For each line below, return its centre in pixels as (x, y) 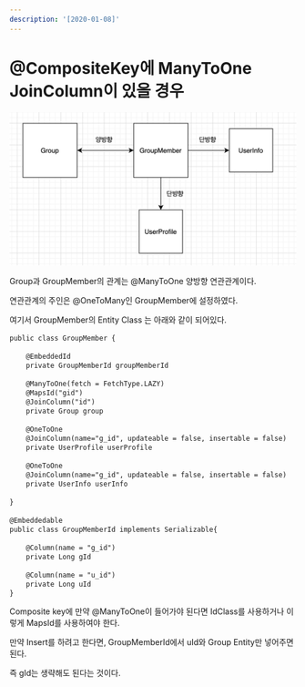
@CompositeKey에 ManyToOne (131, 68)
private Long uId (59, 584)
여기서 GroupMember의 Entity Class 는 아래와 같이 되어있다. (118, 320)
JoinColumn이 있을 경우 (97, 91)
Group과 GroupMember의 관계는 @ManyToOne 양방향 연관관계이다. (133, 282)
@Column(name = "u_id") (71, 575)
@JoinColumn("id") (61, 402)
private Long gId (59, 557)
